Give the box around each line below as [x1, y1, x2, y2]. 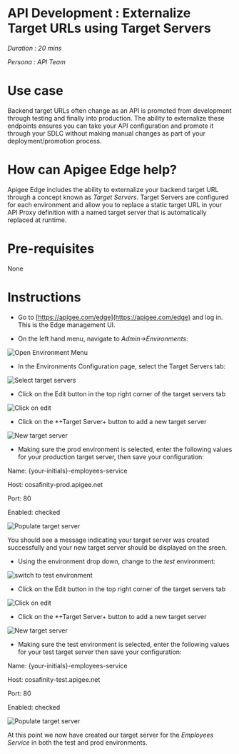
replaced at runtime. [7, 216, 67, 224]
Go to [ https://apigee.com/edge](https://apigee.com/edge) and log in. [17, 313, 223, 321]
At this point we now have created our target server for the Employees [7, 730, 214, 739]
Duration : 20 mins [7, 44, 62, 52]
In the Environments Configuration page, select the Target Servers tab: [17, 362, 226, 371]
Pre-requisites [7, 241, 95, 256]
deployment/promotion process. [7, 136, 102, 145]
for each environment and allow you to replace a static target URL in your [7, 200, 223, 208]
